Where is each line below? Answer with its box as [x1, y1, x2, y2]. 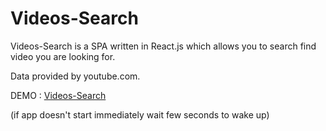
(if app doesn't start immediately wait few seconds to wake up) [10, 108, 270, 121]
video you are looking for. [10, 50, 116, 62]
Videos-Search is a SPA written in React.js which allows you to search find [10, 40, 317, 52]
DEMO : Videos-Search [10, 89, 107, 101]
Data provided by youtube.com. [10, 70, 141, 82]
